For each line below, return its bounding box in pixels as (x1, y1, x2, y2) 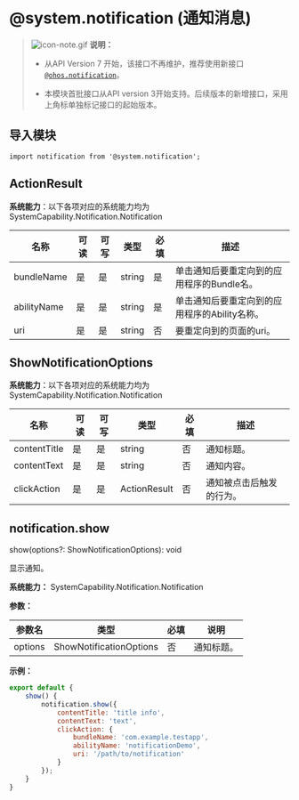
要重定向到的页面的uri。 (174, 324, 276, 336)
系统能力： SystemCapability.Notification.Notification (9, 582, 204, 593)
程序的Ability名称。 (183, 308, 264, 320)
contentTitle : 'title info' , (56, 708, 166, 717)
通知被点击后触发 (206, 477, 278, 489)
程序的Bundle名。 (183, 278, 258, 290)
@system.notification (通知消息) (9, 8, 252, 28)
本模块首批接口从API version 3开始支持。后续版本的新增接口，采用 (44, 88, 288, 99)
